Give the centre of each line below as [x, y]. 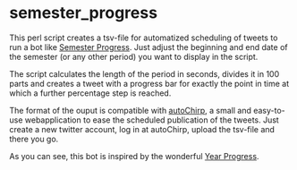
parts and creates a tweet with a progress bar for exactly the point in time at [149, 83]
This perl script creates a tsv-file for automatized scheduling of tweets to [144, 38]
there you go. [34, 139]
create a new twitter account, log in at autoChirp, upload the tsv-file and [142, 129]
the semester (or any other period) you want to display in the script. [134, 56]
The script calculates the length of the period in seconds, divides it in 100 [144, 73]
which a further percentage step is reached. [90, 93]
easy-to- [270, 110]
